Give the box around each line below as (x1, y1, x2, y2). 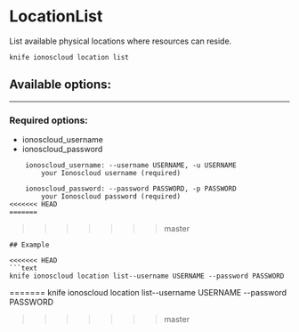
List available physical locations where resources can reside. (9, 36, 232, 46)
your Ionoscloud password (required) (41, 192, 181, 201)
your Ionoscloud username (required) (41, 169, 181, 178)
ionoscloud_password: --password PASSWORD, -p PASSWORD (25, 184, 238, 193)
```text (9, 264, 38, 273)
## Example (9, 240, 50, 250)
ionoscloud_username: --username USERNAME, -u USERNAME (25, 161, 238, 170)
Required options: (9, 114, 89, 126)
